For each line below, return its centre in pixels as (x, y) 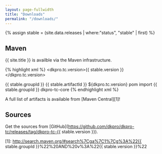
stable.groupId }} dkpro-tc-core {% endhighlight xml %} (62, 90)
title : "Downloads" (25, 14)
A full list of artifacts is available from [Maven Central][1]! (63, 99)
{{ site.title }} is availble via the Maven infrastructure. (58, 60)
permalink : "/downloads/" (32, 19)
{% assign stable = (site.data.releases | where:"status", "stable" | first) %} (80, 33)
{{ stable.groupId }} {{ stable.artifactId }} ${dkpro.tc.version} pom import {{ (81, 85)
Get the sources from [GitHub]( (37, 126)
